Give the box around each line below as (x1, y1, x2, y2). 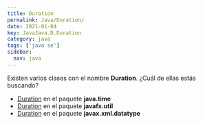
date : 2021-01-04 (7, 23, 57, 30)
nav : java (13, 55, 41, 62)
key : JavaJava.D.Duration (7, 29, 81, 37)
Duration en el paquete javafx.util (17, 101, 114, 110)
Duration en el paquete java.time (17, 94, 111, 103)
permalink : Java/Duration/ (7, 17, 85, 23)
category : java (7, 36, 51, 43)
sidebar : (7, 49, 32, 56)
